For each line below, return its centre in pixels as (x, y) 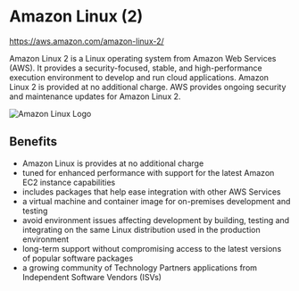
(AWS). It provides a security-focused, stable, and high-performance (136, 68)
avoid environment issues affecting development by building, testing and (156, 220)
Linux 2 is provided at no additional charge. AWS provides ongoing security (148, 87)
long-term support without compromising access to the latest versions (152, 248)
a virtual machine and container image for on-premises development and (156, 201)
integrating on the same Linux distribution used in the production (141, 229)
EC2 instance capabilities (69, 182)
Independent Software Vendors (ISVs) (92, 277)
